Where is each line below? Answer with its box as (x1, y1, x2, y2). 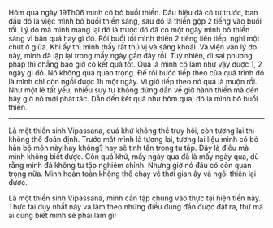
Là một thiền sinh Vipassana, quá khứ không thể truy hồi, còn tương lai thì (8, 126, 254, 136)
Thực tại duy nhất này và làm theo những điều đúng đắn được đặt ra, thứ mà (8, 202, 264, 211)
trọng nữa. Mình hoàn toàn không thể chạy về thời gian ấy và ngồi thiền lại (8, 169, 257, 179)
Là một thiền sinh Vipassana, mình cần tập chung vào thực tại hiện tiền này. (8, 193, 262, 203)
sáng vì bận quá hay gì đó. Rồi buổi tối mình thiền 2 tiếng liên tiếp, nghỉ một (8, 33, 260, 43)
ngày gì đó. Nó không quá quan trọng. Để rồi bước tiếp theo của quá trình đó (8, 68, 265, 77)
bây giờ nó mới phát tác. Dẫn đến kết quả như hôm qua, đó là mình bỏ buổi (8, 94, 258, 103)
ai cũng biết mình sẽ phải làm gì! (8, 211, 117, 220)
